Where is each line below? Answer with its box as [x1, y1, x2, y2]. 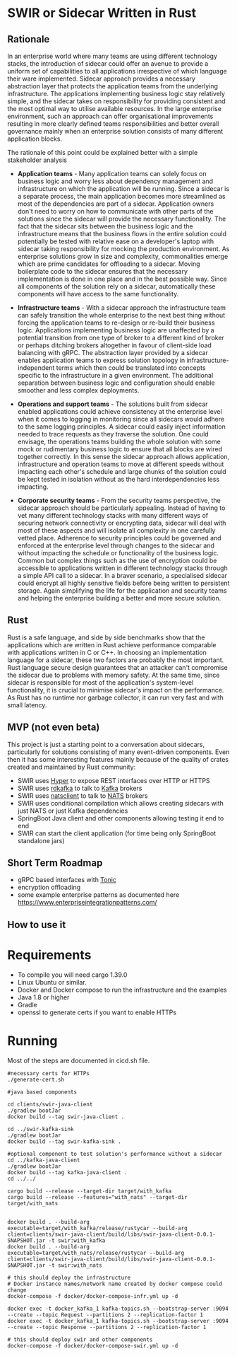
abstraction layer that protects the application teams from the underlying [7, 82, 219, 90]
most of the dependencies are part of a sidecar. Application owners [17, 199, 214, 208]
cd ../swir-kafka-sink [7, 1125, 74, 1132]
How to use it [7, 918, 66, 931]
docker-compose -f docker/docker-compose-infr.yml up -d [7, 1292, 178, 1299]
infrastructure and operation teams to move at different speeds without [17, 460, 224, 468]
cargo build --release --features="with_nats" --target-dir [7, 1193, 188, 1200]
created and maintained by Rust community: [7, 763, 136, 771]
